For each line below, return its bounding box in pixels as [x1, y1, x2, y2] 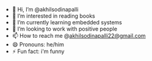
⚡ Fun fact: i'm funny [12, 48, 65, 55]
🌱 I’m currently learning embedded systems [12, 19, 122, 26]
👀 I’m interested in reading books [12, 12, 96, 20]
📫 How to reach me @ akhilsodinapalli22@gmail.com [12, 32, 146, 39]
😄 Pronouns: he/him [12, 41, 64, 48]
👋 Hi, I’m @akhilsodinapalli [12, 6, 79, 13]
